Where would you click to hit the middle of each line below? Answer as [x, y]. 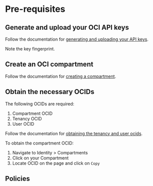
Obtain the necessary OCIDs [50, 92]
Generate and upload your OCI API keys [67, 27]
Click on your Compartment [40, 158]
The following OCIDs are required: [40, 104]
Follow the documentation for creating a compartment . [61, 76]
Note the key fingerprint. [30, 49]
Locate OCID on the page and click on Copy [56, 163]
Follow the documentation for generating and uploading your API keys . [77, 39]
